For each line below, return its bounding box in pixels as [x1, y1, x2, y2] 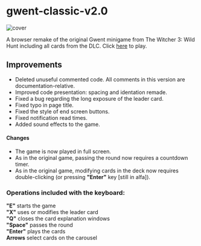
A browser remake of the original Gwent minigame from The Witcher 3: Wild [6, 36, 195, 43]
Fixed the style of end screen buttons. [14, 107, 110, 115]
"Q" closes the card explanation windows [6, 215, 110, 222]
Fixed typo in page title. [14, 101, 74, 109]
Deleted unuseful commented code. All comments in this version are [14, 75, 185, 83]
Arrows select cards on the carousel [6, 234, 98, 242]
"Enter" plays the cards [6, 228, 66, 235]
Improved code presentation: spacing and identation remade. [14, 89, 167, 96]
